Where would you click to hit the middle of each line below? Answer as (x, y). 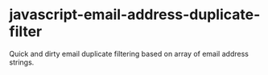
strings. (22, 62)
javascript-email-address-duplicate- (135, 15)
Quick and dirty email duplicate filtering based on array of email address (129, 53)
